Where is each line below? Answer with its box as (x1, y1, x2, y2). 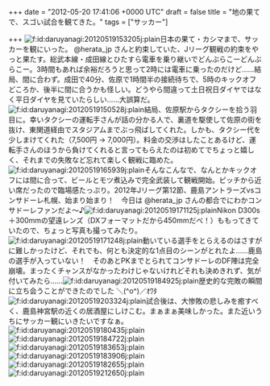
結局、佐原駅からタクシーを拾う (143, 105, 251, 114)
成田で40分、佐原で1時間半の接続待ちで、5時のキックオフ (64, 75, 256, 84)
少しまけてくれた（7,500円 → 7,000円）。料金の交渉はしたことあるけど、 (8, 135, 250, 144)
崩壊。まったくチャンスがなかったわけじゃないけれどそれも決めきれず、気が (8, 266, 262, 276)
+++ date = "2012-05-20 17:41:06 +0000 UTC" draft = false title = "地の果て (8, 7, 260, 16)
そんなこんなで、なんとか (143, 165, 230, 175)
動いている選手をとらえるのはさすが (142, 236, 263, 245)
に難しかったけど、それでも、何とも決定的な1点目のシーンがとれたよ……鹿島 (8, 246, 263, 255)
